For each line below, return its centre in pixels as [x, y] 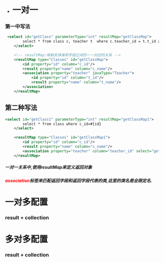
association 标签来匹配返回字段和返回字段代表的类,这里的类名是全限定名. [79, 181]
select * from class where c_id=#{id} [62, 124]
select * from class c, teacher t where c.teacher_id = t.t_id [89, 41]
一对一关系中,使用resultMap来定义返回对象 [49, 167]
